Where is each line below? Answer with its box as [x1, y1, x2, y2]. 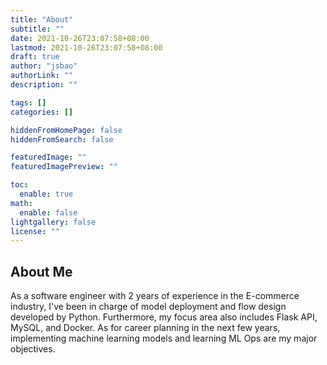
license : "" [10, 226, 60, 236]
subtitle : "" [10, 24, 65, 34]
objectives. [10, 343, 56, 355]
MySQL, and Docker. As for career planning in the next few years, [10, 322, 281, 334]
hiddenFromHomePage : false [10, 125, 123, 135]
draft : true [10, 52, 60, 62]
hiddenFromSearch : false [10, 134, 114, 145]
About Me [10, 263, 73, 280]
